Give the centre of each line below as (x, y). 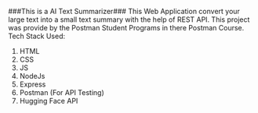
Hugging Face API (49, 101)
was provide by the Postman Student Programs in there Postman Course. (126, 28)
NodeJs (32, 76)
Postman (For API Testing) (62, 92)
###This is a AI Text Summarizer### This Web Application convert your (124, 11)
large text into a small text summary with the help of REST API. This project (129, 19)
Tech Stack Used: (37, 36)
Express (33, 84)
